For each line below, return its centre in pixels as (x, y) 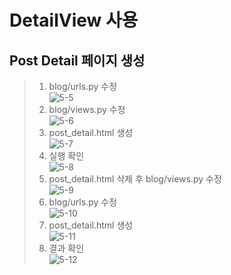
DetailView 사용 (74, 20)
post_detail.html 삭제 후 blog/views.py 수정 (135, 179)
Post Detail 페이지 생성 (77, 60)
